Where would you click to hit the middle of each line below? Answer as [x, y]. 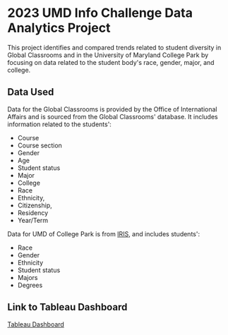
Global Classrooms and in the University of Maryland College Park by [108, 55]
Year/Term [33, 220]
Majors [28, 277]
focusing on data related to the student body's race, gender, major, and [111, 62]
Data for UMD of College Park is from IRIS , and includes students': [103, 233]
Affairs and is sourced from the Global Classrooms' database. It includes [113, 116]
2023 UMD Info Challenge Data [100, 13]
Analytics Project [59, 28]
